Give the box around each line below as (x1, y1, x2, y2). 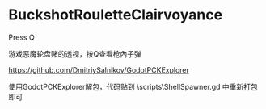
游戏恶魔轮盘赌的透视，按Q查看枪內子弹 (8, 48, 141, 58)
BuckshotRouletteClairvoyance (8, 6, 223, 24)
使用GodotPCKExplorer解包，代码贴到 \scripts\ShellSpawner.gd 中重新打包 (8, 82, 259, 91)
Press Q (8, 32, 35, 42)
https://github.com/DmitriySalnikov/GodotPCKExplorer (8, 65, 190, 74)
